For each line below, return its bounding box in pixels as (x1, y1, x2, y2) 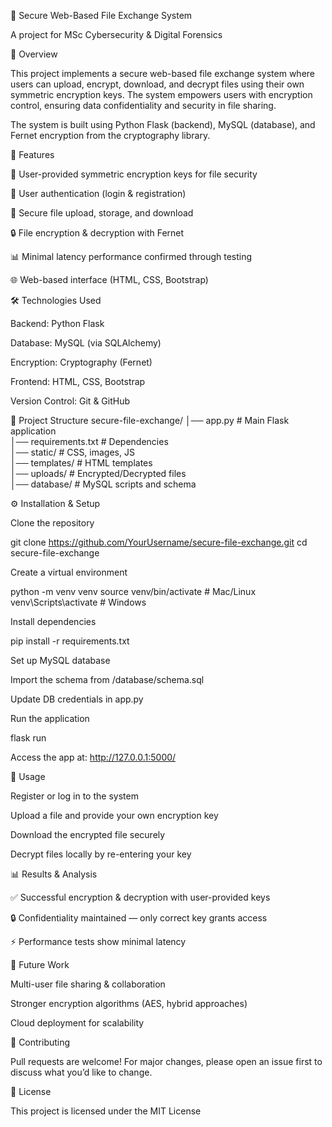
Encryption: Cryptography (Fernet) (10, 356, 153, 368)
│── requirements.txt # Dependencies (10, 436, 169, 447)
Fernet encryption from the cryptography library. (10, 130, 211, 141)
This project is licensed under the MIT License (10, 1105, 202, 1117)
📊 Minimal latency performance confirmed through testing (10, 251, 253, 262)
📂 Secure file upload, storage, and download (10, 207, 194, 219)
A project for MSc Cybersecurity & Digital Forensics (10, 29, 223, 40)
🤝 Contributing (10, 1036, 71, 1048)
